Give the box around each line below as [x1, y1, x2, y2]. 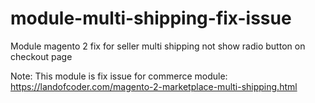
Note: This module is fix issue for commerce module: [10, 70, 228, 82]
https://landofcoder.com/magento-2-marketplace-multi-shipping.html [10, 80, 298, 92]
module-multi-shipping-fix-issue [10, 7, 292, 30]
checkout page [10, 50, 73, 62]
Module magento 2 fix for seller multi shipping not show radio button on [10, 40, 306, 52]
